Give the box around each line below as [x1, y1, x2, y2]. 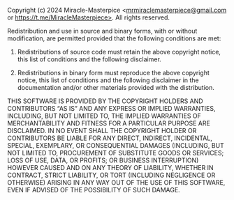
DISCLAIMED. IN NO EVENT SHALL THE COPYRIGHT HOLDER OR [7, 127, 197, 134]
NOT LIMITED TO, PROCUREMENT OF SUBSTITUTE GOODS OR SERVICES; [7, 149, 224, 157]
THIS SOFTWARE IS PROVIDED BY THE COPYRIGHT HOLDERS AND [7, 97, 204, 105]
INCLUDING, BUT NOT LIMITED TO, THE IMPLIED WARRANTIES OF [7, 111, 201, 120]
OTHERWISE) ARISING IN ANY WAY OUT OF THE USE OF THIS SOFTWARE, [7, 178, 226, 187]
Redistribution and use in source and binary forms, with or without [7, 27, 198, 35]
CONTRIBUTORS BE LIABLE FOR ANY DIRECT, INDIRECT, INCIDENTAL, [7, 134, 213, 142]
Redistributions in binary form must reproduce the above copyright [17, 69, 210, 77]
